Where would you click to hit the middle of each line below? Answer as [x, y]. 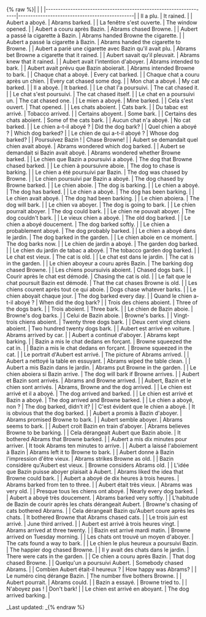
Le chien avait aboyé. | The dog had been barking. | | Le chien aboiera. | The [103, 198]
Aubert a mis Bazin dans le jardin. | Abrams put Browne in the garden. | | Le [101, 367]
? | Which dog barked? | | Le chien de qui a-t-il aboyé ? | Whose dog [93, 133]
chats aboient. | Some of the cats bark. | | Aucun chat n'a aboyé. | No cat [99, 120]
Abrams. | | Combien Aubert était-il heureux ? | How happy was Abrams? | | [101, 569]
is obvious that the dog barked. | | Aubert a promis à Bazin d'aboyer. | [94, 413]
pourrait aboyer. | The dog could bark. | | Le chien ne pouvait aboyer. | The [101, 211]
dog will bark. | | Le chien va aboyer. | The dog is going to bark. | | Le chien [101, 205]
